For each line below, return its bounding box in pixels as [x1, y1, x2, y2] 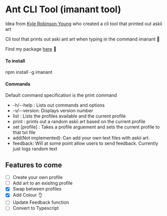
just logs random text [12, 146, 58, 152]
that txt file [12, 129, 36, 135]
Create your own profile [12, 174, 63, 181]
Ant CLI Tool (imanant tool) [5, 4, 122, 15]
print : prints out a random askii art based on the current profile [12, 119, 146, 125]
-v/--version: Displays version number [12, 108, 93, 114]
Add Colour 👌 [12, 192, 43, 198]
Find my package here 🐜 [5, 46, 57, 52]
